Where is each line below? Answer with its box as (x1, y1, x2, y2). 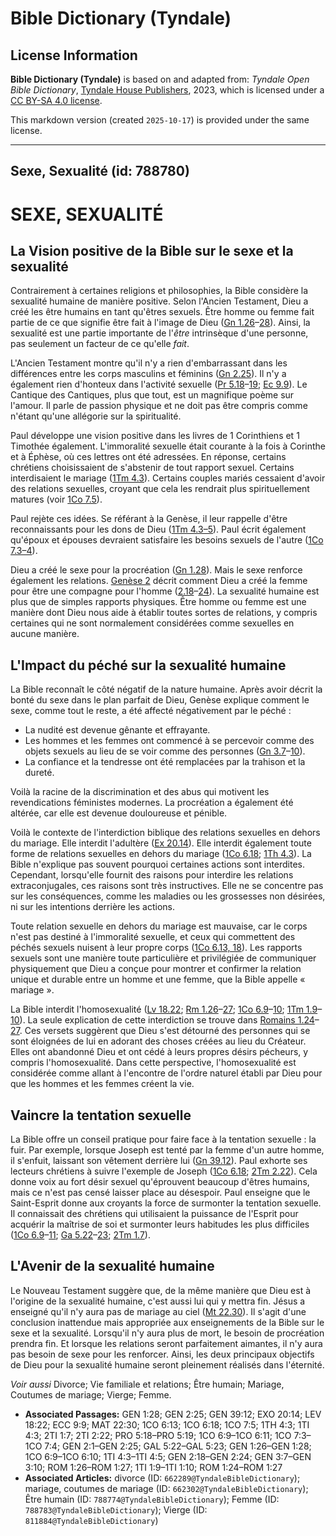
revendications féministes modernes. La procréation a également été (10, 797, 294, 809)
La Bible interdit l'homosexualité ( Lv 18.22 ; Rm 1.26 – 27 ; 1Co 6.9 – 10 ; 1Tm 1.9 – (10, 1003, 323, 1016)
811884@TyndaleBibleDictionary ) (24, 1514, 159, 1526)
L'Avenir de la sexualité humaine (10, 1258, 215, 1275)
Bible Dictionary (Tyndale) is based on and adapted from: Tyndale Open (10, 73, 310, 85)
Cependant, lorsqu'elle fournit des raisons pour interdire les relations (10, 869, 294, 881)
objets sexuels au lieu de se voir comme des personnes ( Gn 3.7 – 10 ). (24, 745, 306, 757)
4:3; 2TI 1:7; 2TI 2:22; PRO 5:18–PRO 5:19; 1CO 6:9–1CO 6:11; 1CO (24, 1429, 292, 1441)
